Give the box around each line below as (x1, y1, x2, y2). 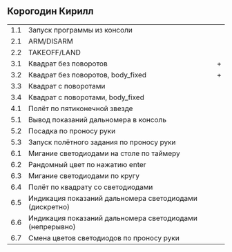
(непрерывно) (28, 222, 76, 231)
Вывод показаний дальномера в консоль (28, 115, 167, 124)
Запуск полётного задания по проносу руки (28, 137, 176, 147)
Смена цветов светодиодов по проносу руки (28, 233, 180, 242)
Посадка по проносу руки (28, 126, 116, 135)
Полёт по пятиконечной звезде (28, 104, 133, 113)
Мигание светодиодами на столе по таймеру (28, 148, 181, 158)
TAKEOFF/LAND (28, 48, 81, 57)
